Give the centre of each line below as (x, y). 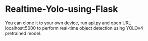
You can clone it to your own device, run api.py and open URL (68, 23)
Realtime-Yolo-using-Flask (62, 9)
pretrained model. (23, 33)
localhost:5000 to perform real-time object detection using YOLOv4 (74, 28)
